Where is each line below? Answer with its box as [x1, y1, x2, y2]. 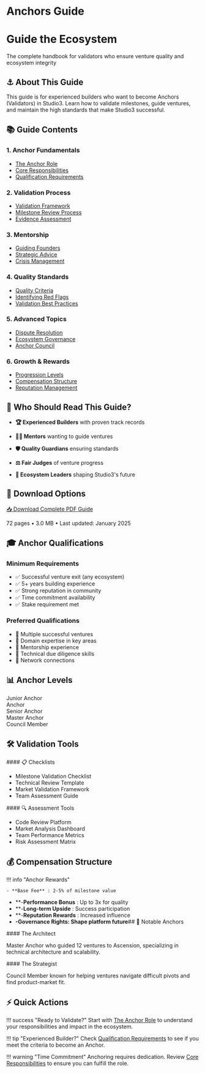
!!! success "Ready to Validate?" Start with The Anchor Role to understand [6, 1016, 193, 1023]
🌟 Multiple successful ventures [15, 630, 94, 638]
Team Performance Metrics [15, 832, 84, 839]
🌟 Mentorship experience [15, 643, 80, 650]
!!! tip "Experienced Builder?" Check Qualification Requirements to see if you [6, 1034, 199, 1042]
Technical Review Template [15, 779, 84, 786]
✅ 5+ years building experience [15, 580, 95, 587]
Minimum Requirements [6, 559, 80, 568]
